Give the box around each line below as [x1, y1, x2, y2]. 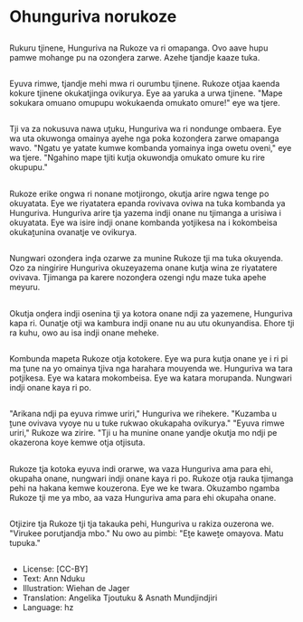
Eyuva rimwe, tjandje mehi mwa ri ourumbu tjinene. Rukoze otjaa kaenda [9, 78, 280, 89]
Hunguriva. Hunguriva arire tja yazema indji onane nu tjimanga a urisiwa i [9, 207, 282, 218]
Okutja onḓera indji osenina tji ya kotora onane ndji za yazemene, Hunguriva [9, 307, 293, 318]
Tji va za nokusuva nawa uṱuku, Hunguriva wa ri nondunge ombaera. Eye [9, 124, 282, 135]
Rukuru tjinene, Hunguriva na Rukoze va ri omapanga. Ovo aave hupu [9, 42, 269, 53]
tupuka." [9, 538, 41, 549]
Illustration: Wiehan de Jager [22, 583, 130, 594]
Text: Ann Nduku [22, 573, 86, 584]
